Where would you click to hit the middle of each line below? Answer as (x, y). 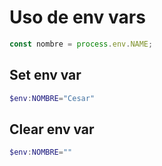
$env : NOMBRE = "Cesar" (52, 98)
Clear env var (52, 129)
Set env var (45, 75)
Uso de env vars (77, 17)
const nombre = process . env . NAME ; (81, 44)
